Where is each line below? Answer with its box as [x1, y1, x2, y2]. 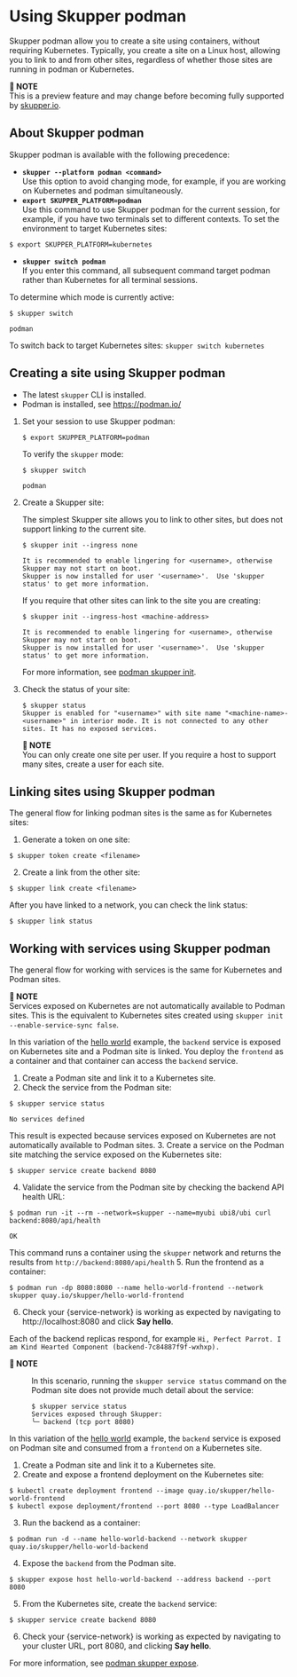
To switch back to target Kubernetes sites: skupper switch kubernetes [9, 340, 265, 350]
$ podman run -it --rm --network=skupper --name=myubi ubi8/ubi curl [9, 1209, 272, 1217]
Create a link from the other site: [21, 867, 141, 878]
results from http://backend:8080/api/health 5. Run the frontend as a [9, 1257, 264, 1268]
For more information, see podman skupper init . [21, 666, 197, 677]
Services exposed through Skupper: [31, 1410, 163, 1419]
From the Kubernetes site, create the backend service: [21, 1599, 217, 1610]
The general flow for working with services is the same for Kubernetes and [9, 964, 283, 975]
